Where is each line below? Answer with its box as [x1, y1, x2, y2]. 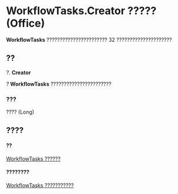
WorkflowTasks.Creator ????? [6, 4, 157, 18]
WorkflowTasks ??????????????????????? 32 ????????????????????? [6, 36, 172, 43]
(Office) [6, 17, 45, 30]
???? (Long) [6, 108, 34, 116]
